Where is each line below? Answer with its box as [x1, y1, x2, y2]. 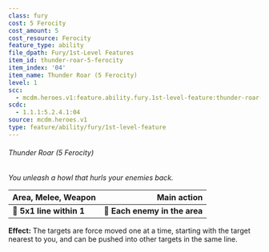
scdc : [8, 101, 26, 109]
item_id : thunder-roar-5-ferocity [8, 57, 124, 65]
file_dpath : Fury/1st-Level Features [8, 49, 134, 57]
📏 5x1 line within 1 [12, 205, 86, 216]
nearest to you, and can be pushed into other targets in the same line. [8, 234, 238, 244]
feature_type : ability [8, 42, 84, 50]
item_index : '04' [8, 64, 66, 72]
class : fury [8, 11, 48, 20]
